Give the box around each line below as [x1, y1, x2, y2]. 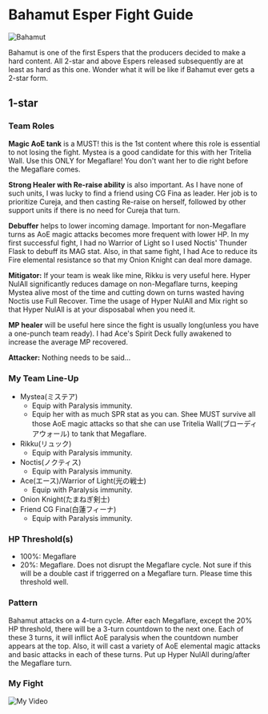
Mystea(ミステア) [19, 391, 78, 401]
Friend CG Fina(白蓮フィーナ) [19, 504, 117, 514]
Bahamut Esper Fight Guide [8, 6, 194, 24]
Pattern [8, 597, 38, 608]
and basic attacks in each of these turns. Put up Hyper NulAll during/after [8, 649, 250, 659]
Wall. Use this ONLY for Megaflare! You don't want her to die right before [8, 155, 249, 165]
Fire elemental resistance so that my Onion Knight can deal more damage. [8, 255, 252, 264]
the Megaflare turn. [8, 658, 72, 668]
